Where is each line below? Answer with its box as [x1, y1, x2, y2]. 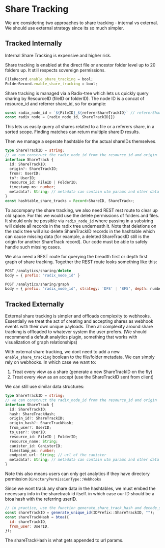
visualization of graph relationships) [5, 339, 78, 345]
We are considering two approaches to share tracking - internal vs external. [5, 20, 158, 26]
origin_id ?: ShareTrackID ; [9, 416, 65, 421]
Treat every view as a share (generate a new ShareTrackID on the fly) [12, 369, 153, 375]
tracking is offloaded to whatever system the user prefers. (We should [5, 329, 147, 335]
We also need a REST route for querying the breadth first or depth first [5, 253, 148, 259]
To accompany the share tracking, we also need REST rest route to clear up [5, 207, 158, 213]
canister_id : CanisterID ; [9, 444, 63, 448]
